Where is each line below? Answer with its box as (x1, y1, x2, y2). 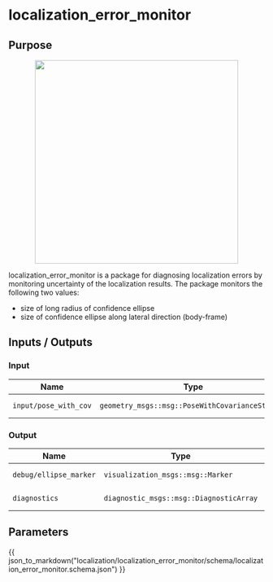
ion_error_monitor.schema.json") (8, 564, 118, 574)
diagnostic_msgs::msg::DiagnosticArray (103, 493, 258, 502)
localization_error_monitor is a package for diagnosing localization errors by (8, 270, 262, 280)
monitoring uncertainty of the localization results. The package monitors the (8, 279, 263, 288)
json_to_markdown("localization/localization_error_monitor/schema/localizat (8, 555, 264, 565)
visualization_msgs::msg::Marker (103, 470, 233, 479)
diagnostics (12, 493, 59, 502)
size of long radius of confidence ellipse (19, 304, 155, 313)
